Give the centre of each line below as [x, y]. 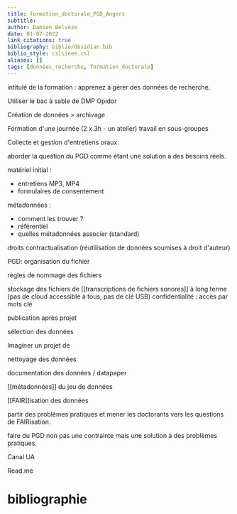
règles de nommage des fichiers [55, 275]
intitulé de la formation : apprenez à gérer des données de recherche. [109, 87]
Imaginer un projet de [39, 345]
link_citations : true [39, 41]
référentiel [33, 226]
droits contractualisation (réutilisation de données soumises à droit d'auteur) [119, 247]
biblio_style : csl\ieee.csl [49, 54]
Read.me [20, 471]
